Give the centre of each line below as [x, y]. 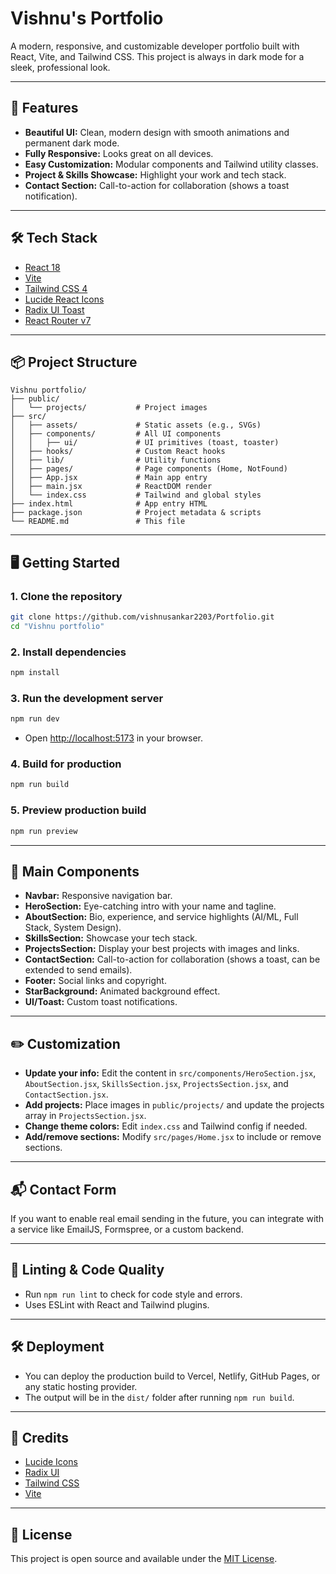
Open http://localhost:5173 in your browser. [113, 738]
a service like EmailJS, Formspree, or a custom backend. [127, 1229]
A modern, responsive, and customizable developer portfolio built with [155, 46]
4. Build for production [66, 764]
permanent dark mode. [72, 143]
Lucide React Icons [64, 299]
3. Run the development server [87, 698]
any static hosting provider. [81, 1386]
